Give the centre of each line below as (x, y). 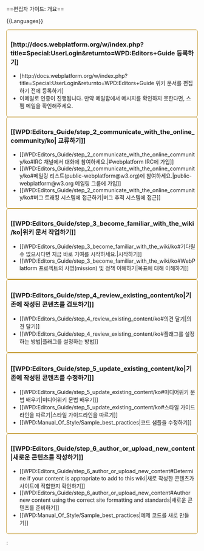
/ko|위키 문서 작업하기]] (43, 232)
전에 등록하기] (47, 91)
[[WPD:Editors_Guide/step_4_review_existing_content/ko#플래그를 (101, 334)
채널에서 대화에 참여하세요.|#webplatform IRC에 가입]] (109, 161)
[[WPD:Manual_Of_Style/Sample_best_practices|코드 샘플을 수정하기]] (106, 423)
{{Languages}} (25, 21)
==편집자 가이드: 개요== (35, 9)
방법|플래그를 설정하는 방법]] (64, 342)
